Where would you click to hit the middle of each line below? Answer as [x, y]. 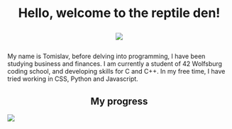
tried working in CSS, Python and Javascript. [73, 79]
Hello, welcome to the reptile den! [119, 13]
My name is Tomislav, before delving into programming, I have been [106, 56]
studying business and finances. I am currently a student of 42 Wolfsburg [115, 64]
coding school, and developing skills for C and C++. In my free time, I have [116, 72]
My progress [119, 101]
